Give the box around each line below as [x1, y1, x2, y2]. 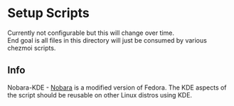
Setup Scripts [7, 5, 90, 21]
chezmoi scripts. [7, 43, 56, 52]
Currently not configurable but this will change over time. [7, 28, 174, 37]
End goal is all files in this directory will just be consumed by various [7, 36, 208, 44]
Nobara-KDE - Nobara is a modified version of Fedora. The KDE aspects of [7, 83, 227, 92]
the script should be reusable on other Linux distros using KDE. [7, 90, 193, 99]
